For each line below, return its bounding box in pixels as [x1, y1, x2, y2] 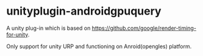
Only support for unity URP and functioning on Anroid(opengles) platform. [6, 43, 192, 50]
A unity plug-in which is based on [6, 24, 91, 32]
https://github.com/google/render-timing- [91, 24, 197, 32]
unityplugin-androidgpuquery [6, 4, 162, 18]
